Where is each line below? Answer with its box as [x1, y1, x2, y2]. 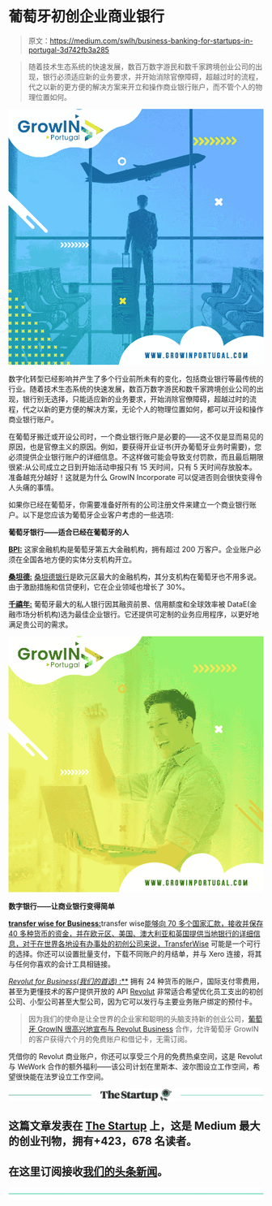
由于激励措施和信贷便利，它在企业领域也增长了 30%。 [8, 581, 190, 591]
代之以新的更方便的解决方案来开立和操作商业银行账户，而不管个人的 [28, 82, 256, 92]
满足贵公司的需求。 [8, 619, 73, 629]
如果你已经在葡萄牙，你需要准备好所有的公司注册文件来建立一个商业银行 [8, 499, 249, 509]
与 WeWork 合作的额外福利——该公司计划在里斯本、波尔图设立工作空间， [8, 1061, 253, 1071]
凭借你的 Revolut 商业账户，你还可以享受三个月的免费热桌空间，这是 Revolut [8, 1051, 263, 1061]
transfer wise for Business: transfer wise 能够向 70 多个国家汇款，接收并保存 [8, 919, 264, 928]
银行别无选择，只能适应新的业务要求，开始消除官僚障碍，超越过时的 [22, 394, 249, 404]
